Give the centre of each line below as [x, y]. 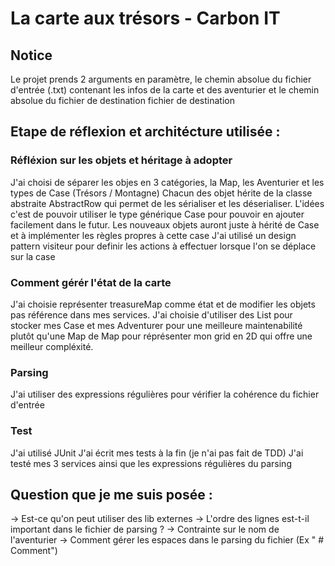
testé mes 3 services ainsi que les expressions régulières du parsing [151, 463]
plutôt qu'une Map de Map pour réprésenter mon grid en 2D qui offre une [161, 336]
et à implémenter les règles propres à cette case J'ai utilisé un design [153, 235]
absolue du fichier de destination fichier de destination [123, 100]
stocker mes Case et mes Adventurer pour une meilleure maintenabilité [156, 325]
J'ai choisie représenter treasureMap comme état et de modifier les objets [163, 304]
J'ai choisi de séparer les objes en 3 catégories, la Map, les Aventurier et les [167, 182]
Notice [31, 55]
